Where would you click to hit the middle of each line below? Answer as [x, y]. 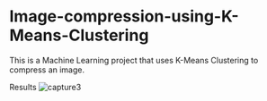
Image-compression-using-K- [125, 17]
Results [23, 87]
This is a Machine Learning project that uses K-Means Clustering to [134, 60]
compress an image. [47, 70]
